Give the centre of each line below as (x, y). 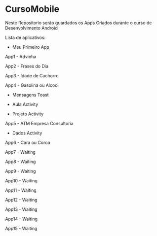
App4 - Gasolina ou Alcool (32, 85)
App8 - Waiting (20, 162)
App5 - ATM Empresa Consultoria (39, 123)
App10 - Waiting (21, 180)
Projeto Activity (28, 114)
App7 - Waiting (20, 152)
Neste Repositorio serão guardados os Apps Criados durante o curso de (78, 23)
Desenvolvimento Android (31, 28)
